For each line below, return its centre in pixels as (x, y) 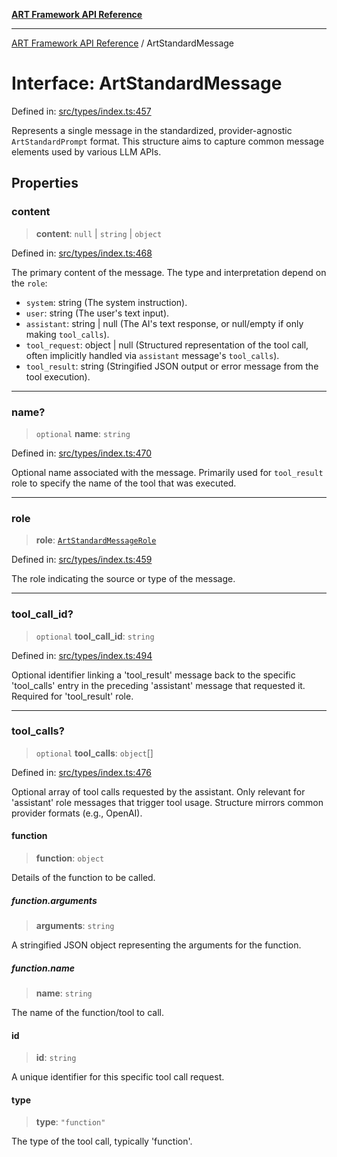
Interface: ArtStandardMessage (147, 83)
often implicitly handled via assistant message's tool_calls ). (152, 355)
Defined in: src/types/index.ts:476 (81, 772)
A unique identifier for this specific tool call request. (118, 1077)
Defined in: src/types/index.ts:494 (82, 655)
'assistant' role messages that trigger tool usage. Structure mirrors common (167, 802)
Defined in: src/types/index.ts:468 (82, 253)
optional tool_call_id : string (95, 636)
